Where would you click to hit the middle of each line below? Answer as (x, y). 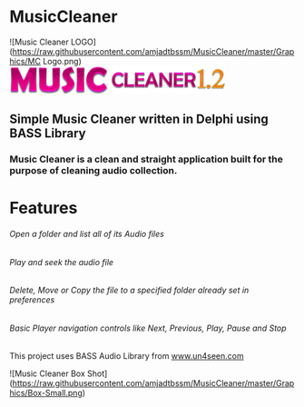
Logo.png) (62, 61)
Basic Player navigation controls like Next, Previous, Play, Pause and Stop (148, 328)
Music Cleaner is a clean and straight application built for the (147, 159)
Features (44, 208)
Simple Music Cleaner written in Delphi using (139, 119)
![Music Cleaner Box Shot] (59, 373)
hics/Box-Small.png (46, 393)
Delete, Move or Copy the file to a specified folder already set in (129, 290)
